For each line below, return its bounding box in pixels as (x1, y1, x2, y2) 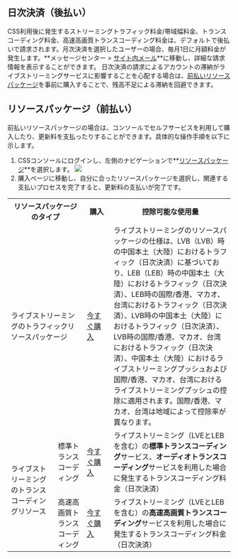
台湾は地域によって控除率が (134, 406, 227, 416)
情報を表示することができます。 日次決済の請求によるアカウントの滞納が (7, 63, 220, 71)
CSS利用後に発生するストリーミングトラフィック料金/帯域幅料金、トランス (7, 27, 227, 36)
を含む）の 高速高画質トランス (113, 507, 213, 517)
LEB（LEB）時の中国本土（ (127, 268, 217, 278)
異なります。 (113, 417, 156, 427)
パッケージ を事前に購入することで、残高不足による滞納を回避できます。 (7, 80, 217, 89)
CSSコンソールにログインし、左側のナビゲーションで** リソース (17, 156, 204, 165)
